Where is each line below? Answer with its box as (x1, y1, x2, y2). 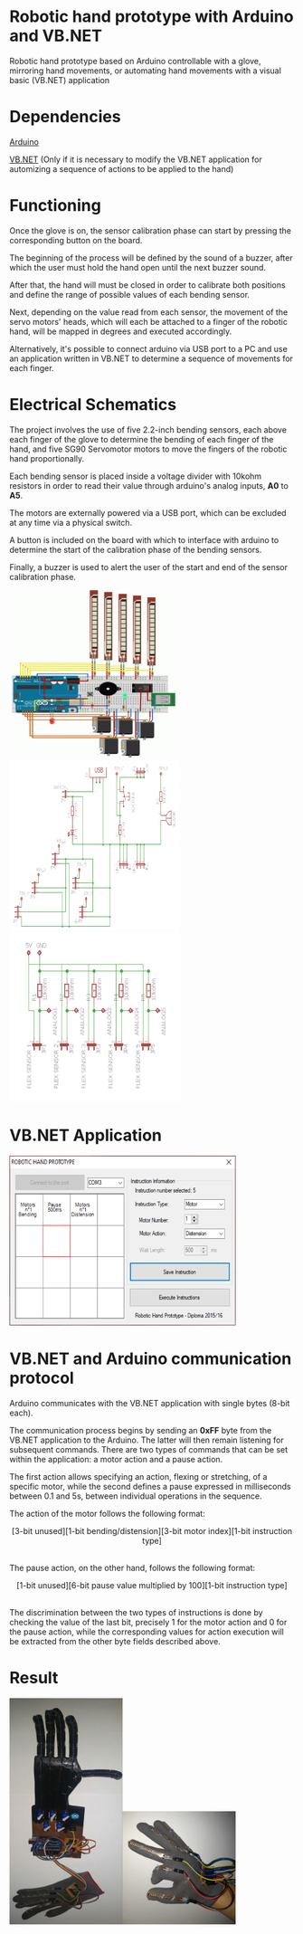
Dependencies (9, 107, 121, 128)
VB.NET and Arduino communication (9, 1348, 292, 1368)
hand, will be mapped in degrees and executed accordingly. (9, 326, 232, 337)
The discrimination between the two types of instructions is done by (9, 1606, 264, 1617)
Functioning (9, 195, 101, 216)
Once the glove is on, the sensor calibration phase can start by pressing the (9, 224, 292, 236)
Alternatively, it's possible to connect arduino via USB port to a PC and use (9, 343, 288, 354)
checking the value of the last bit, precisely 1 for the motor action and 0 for (9, 1616, 288, 1627)
